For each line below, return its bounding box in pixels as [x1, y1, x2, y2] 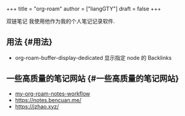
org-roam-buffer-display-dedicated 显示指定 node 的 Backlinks [14, 54, 172, 61]
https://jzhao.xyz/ [14, 103, 59, 110]
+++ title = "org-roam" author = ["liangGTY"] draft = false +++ [6, 5, 161, 12]
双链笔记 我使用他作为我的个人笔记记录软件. [6, 18, 115, 25]
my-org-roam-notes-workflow [14, 90, 90, 97]
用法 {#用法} [6, 37, 53, 47]
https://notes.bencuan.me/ [14, 96, 81, 103]
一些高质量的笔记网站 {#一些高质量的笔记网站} [6, 74, 180, 84]
